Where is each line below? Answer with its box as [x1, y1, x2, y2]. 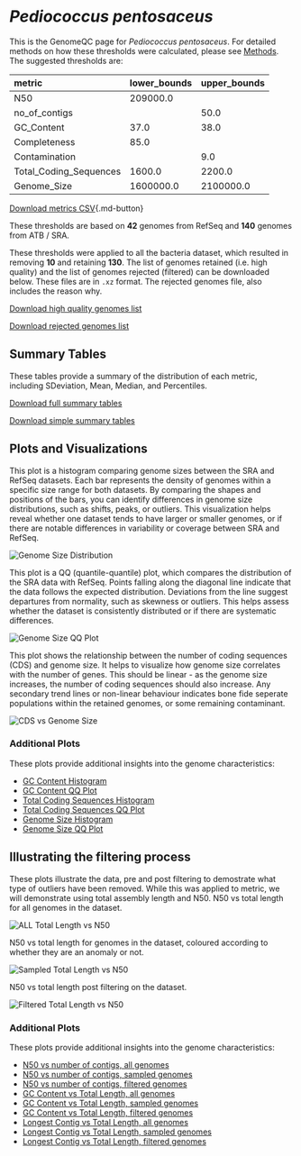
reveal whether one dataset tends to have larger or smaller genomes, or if [9, 513, 282, 523]
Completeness [14, 135, 76, 148]
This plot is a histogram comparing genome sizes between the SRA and [9, 465, 275, 476]
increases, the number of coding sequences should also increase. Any [9, 678, 271, 689]
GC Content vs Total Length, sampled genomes [22, 1097, 199, 1108]
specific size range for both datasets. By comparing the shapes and [9, 484, 261, 495]
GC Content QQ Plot [22, 785, 97, 796]
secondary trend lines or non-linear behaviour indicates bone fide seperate [9, 687, 288, 699]
